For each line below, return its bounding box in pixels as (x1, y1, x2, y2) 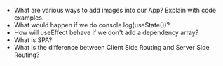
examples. (13, 13, 44, 22)
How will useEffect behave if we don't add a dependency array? (13, 28, 199, 37)
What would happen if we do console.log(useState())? (13, 21, 170, 29)
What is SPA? (13, 36, 53, 44)
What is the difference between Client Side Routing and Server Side (13, 44, 210, 51)
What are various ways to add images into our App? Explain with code (13, 6, 216, 14)
